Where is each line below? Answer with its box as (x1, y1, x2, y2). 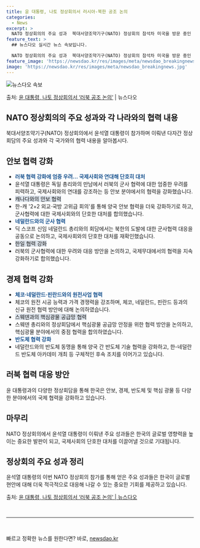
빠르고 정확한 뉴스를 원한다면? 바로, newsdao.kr (6, 535, 118, 542)
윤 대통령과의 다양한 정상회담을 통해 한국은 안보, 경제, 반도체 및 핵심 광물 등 (6, 387, 180, 394)
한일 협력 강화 (14, 240, 47, 247)
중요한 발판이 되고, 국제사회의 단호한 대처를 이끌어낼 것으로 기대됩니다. (17, 437, 181, 444)
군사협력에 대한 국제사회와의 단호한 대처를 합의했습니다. (14, 210, 144, 217)
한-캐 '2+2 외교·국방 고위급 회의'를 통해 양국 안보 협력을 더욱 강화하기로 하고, (14, 203, 193, 210)
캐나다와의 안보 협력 (14, 195, 61, 203)
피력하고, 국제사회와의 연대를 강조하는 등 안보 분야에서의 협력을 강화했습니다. (14, 188, 193, 195)
